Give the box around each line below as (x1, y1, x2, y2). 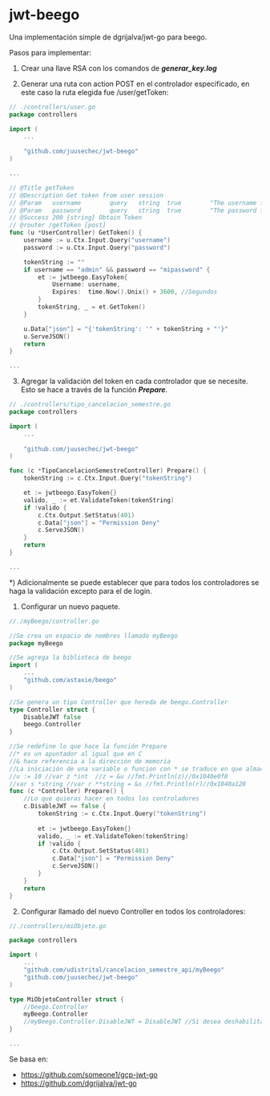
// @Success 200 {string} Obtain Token (9, 214, 143, 222)
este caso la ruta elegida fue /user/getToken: (20, 87, 169, 97)
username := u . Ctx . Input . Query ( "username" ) (23, 236, 171, 244)
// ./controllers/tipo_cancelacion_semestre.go (9, 400, 171, 409)
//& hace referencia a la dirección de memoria (9, 757, 171, 765)
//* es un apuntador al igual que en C (9, 750, 143, 759)
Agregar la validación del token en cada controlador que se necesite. (20, 376, 248, 386)
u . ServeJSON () (23, 332, 71, 341)
